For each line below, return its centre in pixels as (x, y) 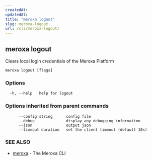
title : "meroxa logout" (30, 19)
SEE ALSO (18, 142)
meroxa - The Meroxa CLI (39, 153)
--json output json (55, 125)
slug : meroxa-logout (27, 24)
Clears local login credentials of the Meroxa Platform (60, 61)
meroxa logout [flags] (29, 70)
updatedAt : (17, 15)
